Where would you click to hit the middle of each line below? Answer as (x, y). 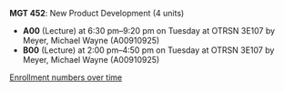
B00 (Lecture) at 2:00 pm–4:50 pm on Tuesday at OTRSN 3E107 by (148, 50)
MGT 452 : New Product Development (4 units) (97, 13)
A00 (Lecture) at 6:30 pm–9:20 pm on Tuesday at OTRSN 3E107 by (149, 30)
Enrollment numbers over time (66, 77)
